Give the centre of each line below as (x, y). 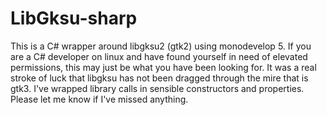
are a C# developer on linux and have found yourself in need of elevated (159, 56)
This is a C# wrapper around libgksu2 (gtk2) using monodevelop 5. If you (161, 46)
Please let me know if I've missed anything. (99, 99)
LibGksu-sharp (74, 18)
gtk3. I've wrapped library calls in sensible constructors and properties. (157, 88)
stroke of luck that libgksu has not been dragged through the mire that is (159, 78)
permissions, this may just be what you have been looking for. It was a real (163, 67)
